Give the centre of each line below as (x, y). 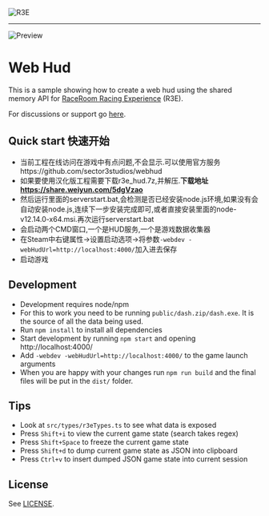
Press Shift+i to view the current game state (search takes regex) (129, 433)
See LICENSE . (31, 504)
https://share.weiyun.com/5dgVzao (81, 189)
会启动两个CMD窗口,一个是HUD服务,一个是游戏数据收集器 (115, 229)
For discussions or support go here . (67, 114)
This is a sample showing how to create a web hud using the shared (120, 90)
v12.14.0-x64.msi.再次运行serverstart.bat (87, 219)
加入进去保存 (156, 249)
